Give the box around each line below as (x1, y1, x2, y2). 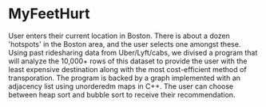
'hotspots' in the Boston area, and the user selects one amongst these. (8, 39, 241, 48)
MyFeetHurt (8, 5, 90, 23)
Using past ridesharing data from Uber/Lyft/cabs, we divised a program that (8, 48, 258, 57)
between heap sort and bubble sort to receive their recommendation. (8, 90, 236, 99)
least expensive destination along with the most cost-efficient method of (8, 64, 247, 74)
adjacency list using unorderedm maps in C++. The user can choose (8, 81, 234, 91)
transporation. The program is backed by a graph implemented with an (8, 73, 241, 82)
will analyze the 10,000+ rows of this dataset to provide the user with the (8, 56, 248, 66)
